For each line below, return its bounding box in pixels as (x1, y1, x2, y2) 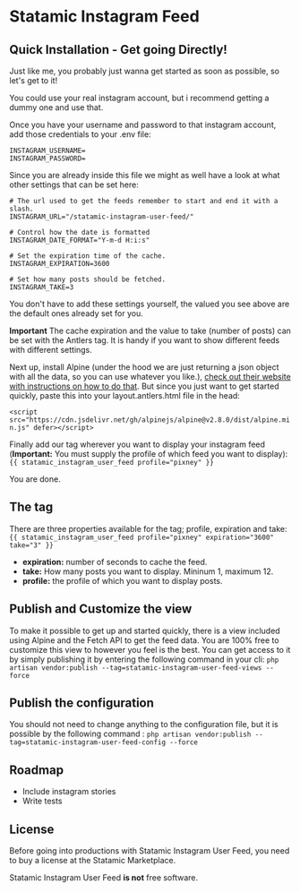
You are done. (9, 474, 61, 485)
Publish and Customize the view (9, 602, 193, 617)
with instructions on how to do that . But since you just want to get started (9, 381, 279, 391)
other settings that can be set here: (9, 179, 139, 190)
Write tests (21, 795, 63, 807)
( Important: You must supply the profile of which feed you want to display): (9, 449, 288, 459)
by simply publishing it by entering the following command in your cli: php (9, 654, 279, 665)
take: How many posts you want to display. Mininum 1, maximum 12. (21, 566, 274, 577)
